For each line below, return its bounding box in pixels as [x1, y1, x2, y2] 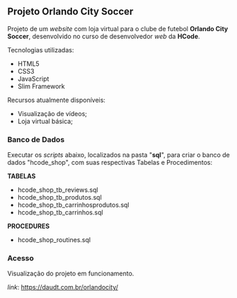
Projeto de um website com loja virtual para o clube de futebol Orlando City [7, 24, 229, 33]
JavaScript [17, 74, 50, 83]
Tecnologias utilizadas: [7, 45, 74, 54]
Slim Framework [17, 81, 65, 91]
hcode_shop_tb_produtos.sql [17, 193, 103, 202]
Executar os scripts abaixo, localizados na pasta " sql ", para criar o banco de [7, 151, 230, 159]
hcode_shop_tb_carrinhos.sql [17, 208, 104, 217]
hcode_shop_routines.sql [17, 236, 91, 244]
